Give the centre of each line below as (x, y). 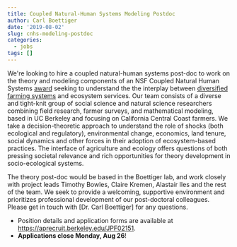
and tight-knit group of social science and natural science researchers (110, 103)
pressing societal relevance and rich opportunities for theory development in (119, 155)
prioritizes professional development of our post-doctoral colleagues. (109, 199)
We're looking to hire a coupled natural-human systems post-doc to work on (118, 73)
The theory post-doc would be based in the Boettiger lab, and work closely (117, 176)
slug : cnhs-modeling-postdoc (50, 34)
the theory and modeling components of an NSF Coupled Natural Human (114, 80)
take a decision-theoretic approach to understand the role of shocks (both (116, 126)
